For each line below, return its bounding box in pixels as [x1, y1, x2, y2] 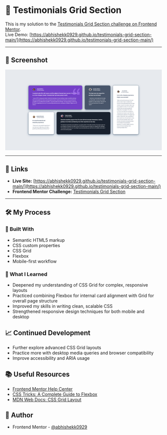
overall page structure [12, 297, 58, 303]
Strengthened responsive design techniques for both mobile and [12, 308, 145, 314]
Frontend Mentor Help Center [12, 386, 73, 392]
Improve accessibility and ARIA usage [12, 355, 90, 361]
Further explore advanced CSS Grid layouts [12, 344, 101, 350]
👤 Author [5, 411, 33, 419]
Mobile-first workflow [12, 258, 57, 264]
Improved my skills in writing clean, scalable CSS [12, 303, 113, 309]
